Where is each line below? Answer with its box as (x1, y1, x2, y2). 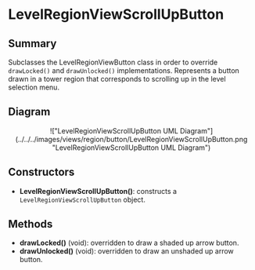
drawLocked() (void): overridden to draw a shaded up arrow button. (19, 238, 239, 248)
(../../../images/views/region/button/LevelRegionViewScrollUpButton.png (15, 134, 248, 144)
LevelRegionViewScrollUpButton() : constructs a (19, 186, 178, 195)
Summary (8, 37, 57, 50)
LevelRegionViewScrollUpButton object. (19, 195, 146, 204)
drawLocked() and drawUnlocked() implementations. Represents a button (8, 66, 240, 75)
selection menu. (8, 82, 60, 92)
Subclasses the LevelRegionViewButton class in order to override (8, 57, 218, 67)
